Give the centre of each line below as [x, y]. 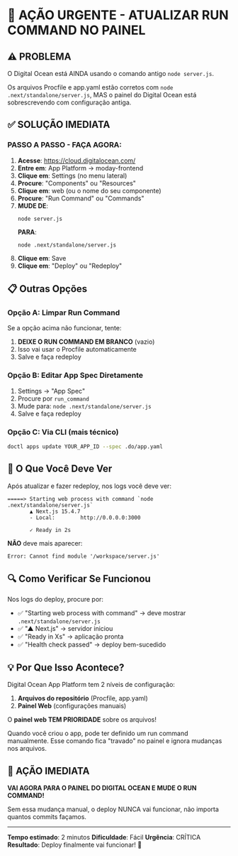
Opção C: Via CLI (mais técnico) [63, 432]
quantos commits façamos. [47, 817]
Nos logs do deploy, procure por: [56, 600]
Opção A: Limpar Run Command [64, 313]
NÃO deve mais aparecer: [45, 543]
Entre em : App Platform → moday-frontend [80, 168]
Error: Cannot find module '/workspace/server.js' [84, 556]
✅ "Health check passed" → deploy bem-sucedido [92, 645]
